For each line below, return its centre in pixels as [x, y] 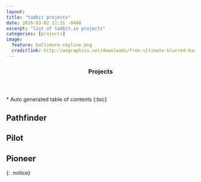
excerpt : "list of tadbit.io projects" [56, 28]
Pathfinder [26, 118]
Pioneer [21, 158]
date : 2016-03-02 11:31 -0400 [44, 23]
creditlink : [27, 51]
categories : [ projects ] [36, 34]
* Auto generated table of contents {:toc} [57, 99]
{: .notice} [19, 173]
